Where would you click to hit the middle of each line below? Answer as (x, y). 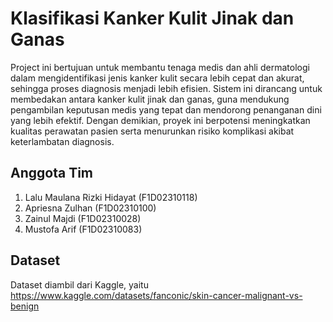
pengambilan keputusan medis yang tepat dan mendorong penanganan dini (166, 109)
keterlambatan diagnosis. (62, 141)
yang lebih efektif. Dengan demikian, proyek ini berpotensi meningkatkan (160, 120)
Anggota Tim (51, 173)
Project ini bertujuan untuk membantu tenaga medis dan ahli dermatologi (160, 67)
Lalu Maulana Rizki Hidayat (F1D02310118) (111, 197)
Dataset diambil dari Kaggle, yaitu (79, 284)
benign (25, 306)
